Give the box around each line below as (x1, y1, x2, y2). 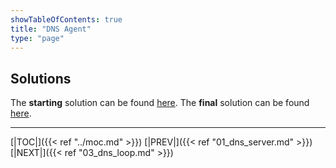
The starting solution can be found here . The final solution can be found (10, 97, 310, 109)
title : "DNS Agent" (10, 24, 92, 34)
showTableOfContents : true (10, 14, 123, 25)
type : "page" (10, 33, 65, 43)
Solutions (10, 70, 72, 87)
